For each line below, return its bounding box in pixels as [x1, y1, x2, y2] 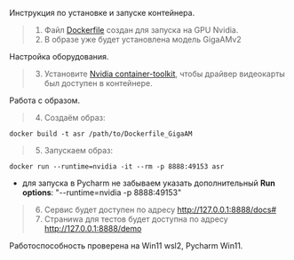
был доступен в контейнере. [44, 78, 153, 88]
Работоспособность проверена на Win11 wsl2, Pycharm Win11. [9, 240, 243, 251]
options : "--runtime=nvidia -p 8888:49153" [21, 187, 182, 198]
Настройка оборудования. [9, 51, 109, 61]
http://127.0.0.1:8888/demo [44, 224, 142, 233]
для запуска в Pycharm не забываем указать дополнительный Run [21, 177, 275, 188]
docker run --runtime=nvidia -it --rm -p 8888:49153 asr [9, 162, 225, 171]
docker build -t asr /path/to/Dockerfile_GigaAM [9, 130, 193, 138]
